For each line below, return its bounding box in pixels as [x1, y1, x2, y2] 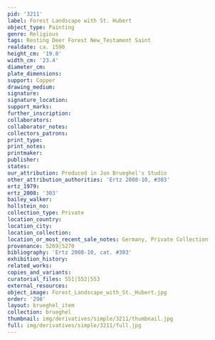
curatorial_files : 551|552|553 [7, 275, 100, 282]
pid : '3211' [7, 10, 43, 18]
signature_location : [7, 97, 69, 104]
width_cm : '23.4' [7, 57, 59, 64]
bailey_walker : [7, 196, 53, 203]
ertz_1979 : [7, 182, 40, 190]
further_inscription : [7, 110, 72, 117]
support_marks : [7, 103, 53, 110]
